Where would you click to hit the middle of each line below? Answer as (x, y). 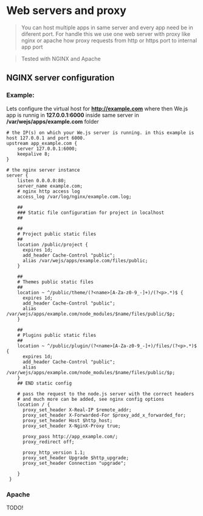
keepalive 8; (34, 154)
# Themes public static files (56, 282)
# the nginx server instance (43, 170)
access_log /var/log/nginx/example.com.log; (74, 196)
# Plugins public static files (57, 335)
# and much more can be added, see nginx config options (91, 399)
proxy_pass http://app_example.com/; (70, 436)
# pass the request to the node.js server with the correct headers (106, 394)
